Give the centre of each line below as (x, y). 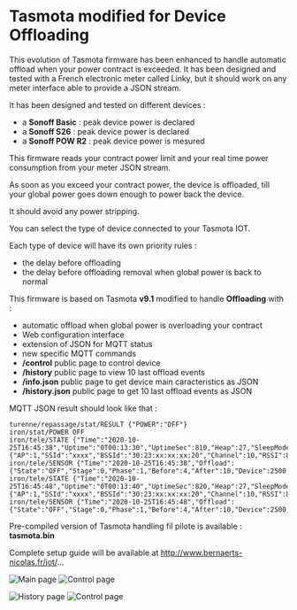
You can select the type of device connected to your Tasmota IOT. (130, 228)
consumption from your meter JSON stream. (90, 167)
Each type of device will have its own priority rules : (103, 245)
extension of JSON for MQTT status (87, 344)
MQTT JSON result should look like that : (83, 408)
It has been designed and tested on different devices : (107, 104)
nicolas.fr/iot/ (33, 562)
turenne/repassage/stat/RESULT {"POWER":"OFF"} (99, 424)
